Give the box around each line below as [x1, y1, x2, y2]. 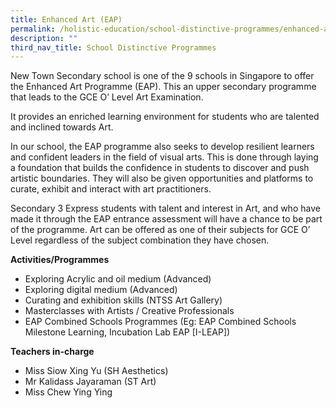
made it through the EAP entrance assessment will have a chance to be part [10, 213, 323, 225]
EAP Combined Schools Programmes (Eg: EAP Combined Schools [24, 316, 297, 328]
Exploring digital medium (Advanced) [24, 284, 178, 296]
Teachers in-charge [10, 346, 95, 358]
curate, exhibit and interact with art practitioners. [10, 183, 212, 195]
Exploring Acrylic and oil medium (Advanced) [24, 273, 212, 285]
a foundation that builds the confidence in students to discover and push [10, 162, 310, 174]
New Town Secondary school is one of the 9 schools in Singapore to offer [10, 70, 315, 82]
